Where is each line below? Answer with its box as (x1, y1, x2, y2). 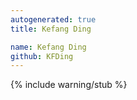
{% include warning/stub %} (10, 79, 128, 91)
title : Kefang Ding (10, 24, 92, 34)
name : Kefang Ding (10, 42, 87, 52)
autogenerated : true (10, 14, 97, 25)
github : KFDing (10, 51, 74, 61)
